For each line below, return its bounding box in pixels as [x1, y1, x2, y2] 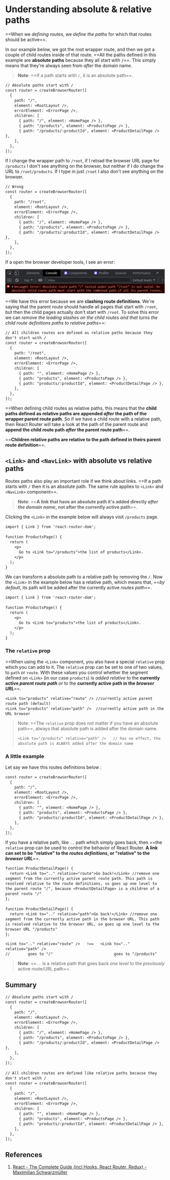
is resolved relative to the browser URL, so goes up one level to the [5, 922, 159, 927]
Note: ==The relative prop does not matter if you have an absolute [17, 720, 158, 726]
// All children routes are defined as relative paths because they [5, 331, 153, 336]
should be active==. [5, 37, 47, 43]
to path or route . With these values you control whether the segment [5, 669, 148, 675]
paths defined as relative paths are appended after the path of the [5, 411, 147, 417]
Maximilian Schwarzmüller [12, 1169, 68, 1175]
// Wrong [5, 184, 24, 189]
